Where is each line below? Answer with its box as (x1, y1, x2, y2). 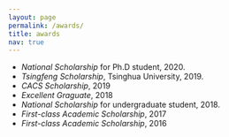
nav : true (8, 37, 45, 47)
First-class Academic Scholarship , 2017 (20, 109, 167, 119)
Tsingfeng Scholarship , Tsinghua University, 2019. (20, 72, 204, 82)
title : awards (8, 29, 61, 38)
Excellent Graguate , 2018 (20, 90, 114, 101)
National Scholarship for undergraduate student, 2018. (20, 99, 220, 110)
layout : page (8, 12, 57, 22)
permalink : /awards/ (8, 21, 85, 30)
